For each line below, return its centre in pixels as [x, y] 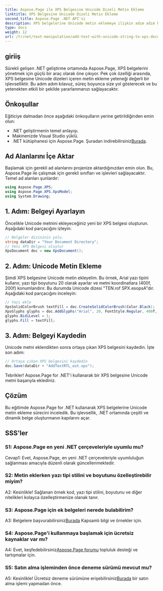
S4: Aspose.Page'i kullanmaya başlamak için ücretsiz [70, 533]
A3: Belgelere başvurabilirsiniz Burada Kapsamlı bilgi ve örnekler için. [73, 521]
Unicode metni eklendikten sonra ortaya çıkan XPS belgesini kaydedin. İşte [80, 347]
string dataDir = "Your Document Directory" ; [52, 242]
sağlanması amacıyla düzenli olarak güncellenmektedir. [60, 463]
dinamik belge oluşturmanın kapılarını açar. [48, 418]
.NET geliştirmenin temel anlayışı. [45, 131]
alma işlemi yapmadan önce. [33, 583]
